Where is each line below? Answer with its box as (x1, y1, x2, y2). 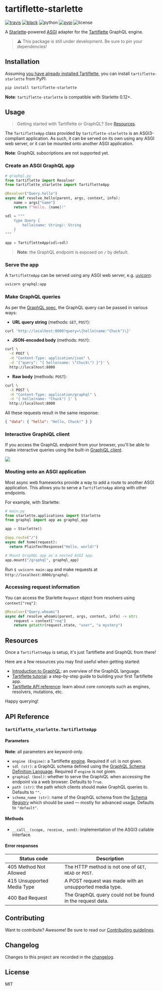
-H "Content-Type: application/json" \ (9, 356, 90, 361)
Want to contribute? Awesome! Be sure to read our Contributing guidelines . (5, 927, 155, 933)
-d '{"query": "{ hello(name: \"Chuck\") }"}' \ (9, 360, 110, 366)
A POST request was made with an (64, 878, 144, 884)
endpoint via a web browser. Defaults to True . (12, 779, 103, 785)
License (5, 968, 30, 976)
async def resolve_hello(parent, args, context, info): (5, 196, 120, 201)
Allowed (7, 870, 26, 877)
